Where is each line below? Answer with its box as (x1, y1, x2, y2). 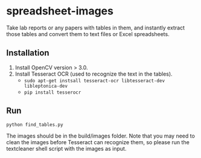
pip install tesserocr (24, 89, 81, 96)
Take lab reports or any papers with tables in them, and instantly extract (6, 24, 185, 31)
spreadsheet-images (6, 4, 113, 18)
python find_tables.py (6, 121, 63, 127)
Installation (6, 48, 49, 58)
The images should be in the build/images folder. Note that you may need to (6, 132, 195, 139)
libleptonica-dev (24, 83, 68, 89)
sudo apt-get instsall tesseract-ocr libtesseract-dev (24, 77, 165, 84)
